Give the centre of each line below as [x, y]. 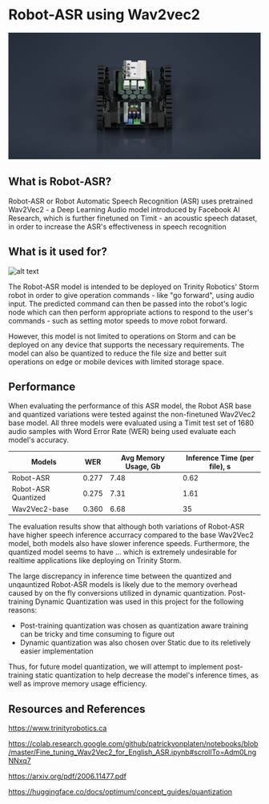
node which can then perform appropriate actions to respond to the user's [131, 312]
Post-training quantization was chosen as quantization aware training [134, 625]
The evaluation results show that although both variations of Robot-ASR [126, 527]
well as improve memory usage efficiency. [78, 684]
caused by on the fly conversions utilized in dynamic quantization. [117, 593]
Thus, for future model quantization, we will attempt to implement [116, 667]
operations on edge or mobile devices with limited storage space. [116, 361]
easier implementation [56, 651]
